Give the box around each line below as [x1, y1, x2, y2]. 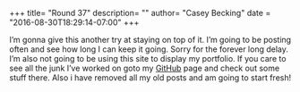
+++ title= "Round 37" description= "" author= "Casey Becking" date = [9, 8, 271, 18]
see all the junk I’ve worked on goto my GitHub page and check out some [9, 63, 280, 73]
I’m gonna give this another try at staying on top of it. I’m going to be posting [9, 35, 292, 45]
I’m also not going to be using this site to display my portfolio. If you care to [9, 54, 287, 63]
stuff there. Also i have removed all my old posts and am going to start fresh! [9, 72, 292, 83]
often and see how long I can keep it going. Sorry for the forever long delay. [9, 44, 289, 54]
